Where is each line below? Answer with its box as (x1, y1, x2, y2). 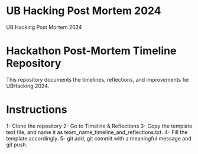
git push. (6, 141, 28, 148)
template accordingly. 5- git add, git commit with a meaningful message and (6, 135, 192, 142)
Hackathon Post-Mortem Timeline (6, 44, 177, 58)
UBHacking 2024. (6, 82, 50, 89)
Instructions (6, 103, 67, 116)
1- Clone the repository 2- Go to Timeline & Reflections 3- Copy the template (6, 122, 193, 129)
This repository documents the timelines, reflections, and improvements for (6, 76, 190, 83)
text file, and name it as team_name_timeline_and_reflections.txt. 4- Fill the (6, 128, 188, 136)
